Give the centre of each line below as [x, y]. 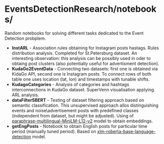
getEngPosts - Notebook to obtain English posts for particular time [80, 126]
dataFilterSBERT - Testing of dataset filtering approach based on [78, 100]
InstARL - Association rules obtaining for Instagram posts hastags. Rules [85, 48]
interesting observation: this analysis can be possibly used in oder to [81, 58]
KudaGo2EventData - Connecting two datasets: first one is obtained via [85, 69]
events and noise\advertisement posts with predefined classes [75, 110]
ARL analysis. [25, 95]
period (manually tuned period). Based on [54, 131]
